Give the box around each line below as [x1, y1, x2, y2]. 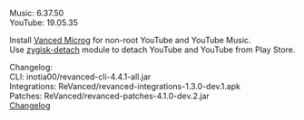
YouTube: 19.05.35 [9, 17, 79, 28]
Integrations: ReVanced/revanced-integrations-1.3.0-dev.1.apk [9, 81, 240, 91]
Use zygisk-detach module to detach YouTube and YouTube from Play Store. [9, 44, 296, 55]
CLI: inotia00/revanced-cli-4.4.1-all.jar [9, 71, 152, 82]
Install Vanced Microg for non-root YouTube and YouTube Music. [9, 35, 251, 45]
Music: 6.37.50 [9, 8, 64, 18]
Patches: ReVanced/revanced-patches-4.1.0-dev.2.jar [9, 90, 211, 101]
